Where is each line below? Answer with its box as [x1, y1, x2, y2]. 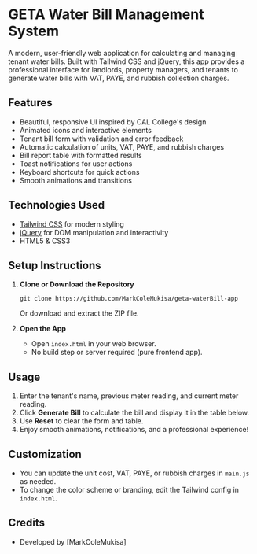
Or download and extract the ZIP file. [19, 308, 139, 318]
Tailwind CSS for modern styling [19, 219, 124, 229]
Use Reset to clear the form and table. [19, 416, 144, 426]
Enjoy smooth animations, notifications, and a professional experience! [19, 425, 249, 434]
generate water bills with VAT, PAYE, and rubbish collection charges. [8, 73, 229, 83]
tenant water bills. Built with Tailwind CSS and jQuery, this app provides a [8, 57, 245, 66]
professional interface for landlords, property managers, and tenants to [8, 65, 238, 74]
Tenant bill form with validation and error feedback [19, 134, 184, 143]
